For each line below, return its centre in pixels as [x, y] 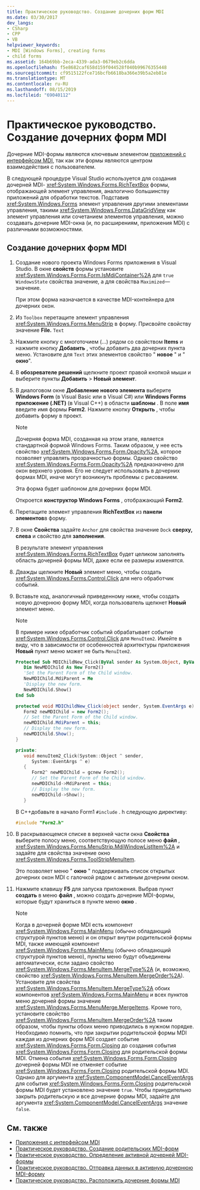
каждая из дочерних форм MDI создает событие [77, 1039]
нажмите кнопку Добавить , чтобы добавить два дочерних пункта [100, 348]
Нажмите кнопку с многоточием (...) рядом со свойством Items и [99, 341]
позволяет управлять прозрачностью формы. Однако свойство [96, 457]
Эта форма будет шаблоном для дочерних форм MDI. [84, 489]
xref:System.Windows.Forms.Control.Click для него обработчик [95, 578]
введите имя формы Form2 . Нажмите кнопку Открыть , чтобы [95, 409]
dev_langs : [20, 23]
